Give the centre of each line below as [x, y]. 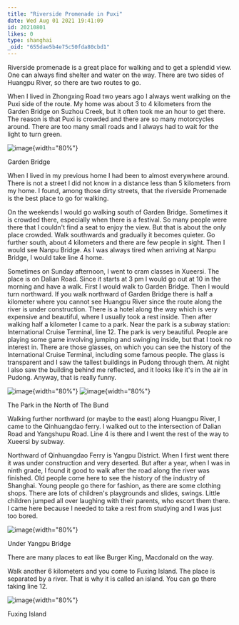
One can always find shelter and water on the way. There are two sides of [116, 75]
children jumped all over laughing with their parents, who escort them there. [119, 501]
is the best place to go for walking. [58, 198]
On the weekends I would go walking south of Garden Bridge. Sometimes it [118, 212]
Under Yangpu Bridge [39, 543]
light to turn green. [35, 134]
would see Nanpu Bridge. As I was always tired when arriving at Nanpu [112, 250]
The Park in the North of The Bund [58, 405]
